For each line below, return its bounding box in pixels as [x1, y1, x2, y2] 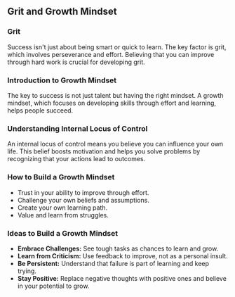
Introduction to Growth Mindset [7, 75, 117, 85]
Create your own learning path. [17, 203, 108, 212]
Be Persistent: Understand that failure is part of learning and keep [17, 259, 209, 267]
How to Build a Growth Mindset [7, 172, 115, 182]
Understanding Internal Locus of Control [7, 123, 148, 133]
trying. [17, 267, 37, 275]
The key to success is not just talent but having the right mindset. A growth [7, 91, 224, 99]
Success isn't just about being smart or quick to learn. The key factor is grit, [7, 42, 227, 51]
